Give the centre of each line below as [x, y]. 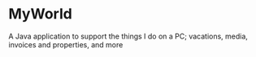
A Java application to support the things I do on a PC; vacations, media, [128, 36]
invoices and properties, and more [66, 44]
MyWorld [41, 14]
